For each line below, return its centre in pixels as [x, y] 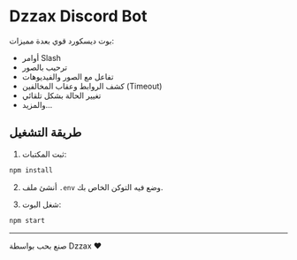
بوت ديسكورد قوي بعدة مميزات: [62, 41]
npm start [27, 220]
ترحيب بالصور [45, 67]
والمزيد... [37, 104]
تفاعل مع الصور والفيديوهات [68, 76]
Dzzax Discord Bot [78, 16]
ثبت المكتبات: [44, 154]
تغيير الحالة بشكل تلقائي [61, 96]
